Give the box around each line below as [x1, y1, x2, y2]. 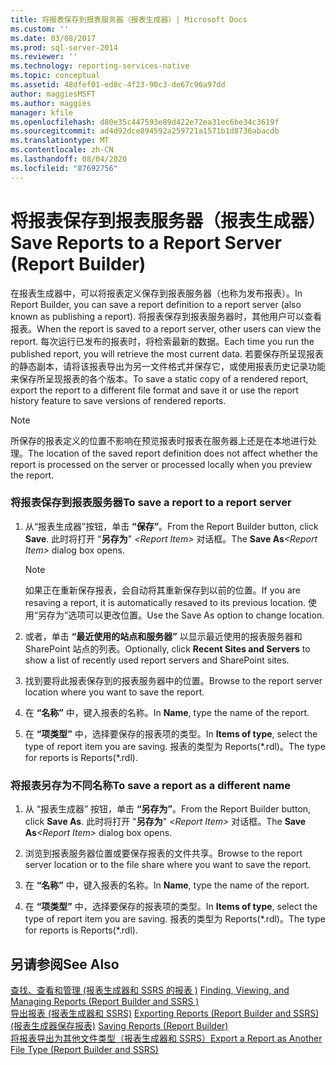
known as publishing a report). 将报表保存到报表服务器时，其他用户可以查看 [10, 310, 323, 322]
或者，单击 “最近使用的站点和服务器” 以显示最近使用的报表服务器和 [24, 630, 303, 642]
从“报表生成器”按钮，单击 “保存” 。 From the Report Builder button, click [24, 520, 319, 532]
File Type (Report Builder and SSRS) [10, 1043, 159, 1055]
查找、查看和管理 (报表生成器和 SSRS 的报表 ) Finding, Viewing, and [10, 984, 290, 996]
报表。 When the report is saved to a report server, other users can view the [10, 322, 322, 335]
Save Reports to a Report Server [10, 231, 282, 254]
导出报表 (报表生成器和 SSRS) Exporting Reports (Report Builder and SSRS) [10, 1007, 320, 1019]
